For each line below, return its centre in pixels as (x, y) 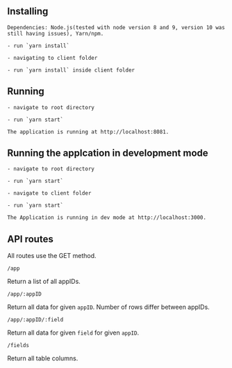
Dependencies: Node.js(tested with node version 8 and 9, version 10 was (116, 27)
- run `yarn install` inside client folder (71, 70)
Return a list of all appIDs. (44, 282)
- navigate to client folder (49, 193)
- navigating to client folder (52, 58)
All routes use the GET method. (52, 256)
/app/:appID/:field (35, 320)
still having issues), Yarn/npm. (56, 33)
